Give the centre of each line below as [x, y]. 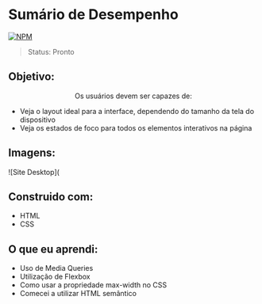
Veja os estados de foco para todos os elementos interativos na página [136, 127]
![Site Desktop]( [34, 172]
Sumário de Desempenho [93, 15]
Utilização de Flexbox [55, 277]
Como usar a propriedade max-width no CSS [93, 285]
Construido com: [51, 197]
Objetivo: [32, 77]
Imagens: [32, 153]
